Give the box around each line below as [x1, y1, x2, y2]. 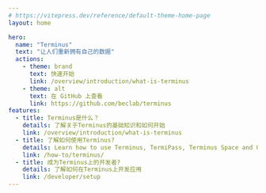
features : [8, 107, 41, 115]
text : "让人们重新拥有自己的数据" [15, 48, 115, 56]
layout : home [8, 19, 51, 27]
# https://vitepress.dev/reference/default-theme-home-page [8, 11, 211, 20]
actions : [15, 55, 44, 63]
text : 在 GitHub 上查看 [28, 92, 103, 100]
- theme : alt [22, 85, 66, 93]
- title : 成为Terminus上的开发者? [15, 158, 121, 166]
